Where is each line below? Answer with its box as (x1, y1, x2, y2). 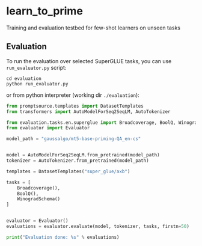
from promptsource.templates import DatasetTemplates (6, 103, 144, 109)
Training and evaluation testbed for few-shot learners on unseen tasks (6, 24, 180, 31)
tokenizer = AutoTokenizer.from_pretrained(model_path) (6, 158, 149, 164)
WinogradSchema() (17, 196, 61, 202)
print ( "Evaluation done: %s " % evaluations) (6, 234, 120, 240)
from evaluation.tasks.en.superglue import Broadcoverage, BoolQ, (6, 119, 176, 126)
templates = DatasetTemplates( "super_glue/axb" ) (6, 168, 130, 174)
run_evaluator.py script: (6, 64, 67, 71)
